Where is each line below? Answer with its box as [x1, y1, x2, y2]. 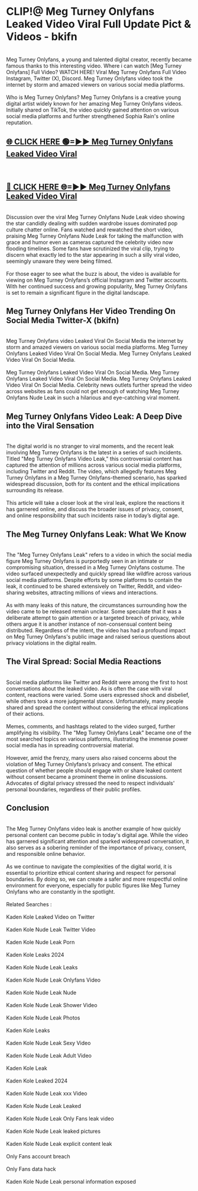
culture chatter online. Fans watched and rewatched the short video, [6, 226, 173, 233]
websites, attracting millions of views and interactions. [25, 589, 158, 596]
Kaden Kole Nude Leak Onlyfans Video [6, 976, 101, 983]
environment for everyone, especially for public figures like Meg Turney [6, 881, 180, 889]
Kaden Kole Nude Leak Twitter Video [6, 926, 96, 933]
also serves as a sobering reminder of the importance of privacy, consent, [6, 844, 187, 851]
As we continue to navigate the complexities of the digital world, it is [6, 862, 173, 870]
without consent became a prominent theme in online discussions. [6, 773, 168, 780]
